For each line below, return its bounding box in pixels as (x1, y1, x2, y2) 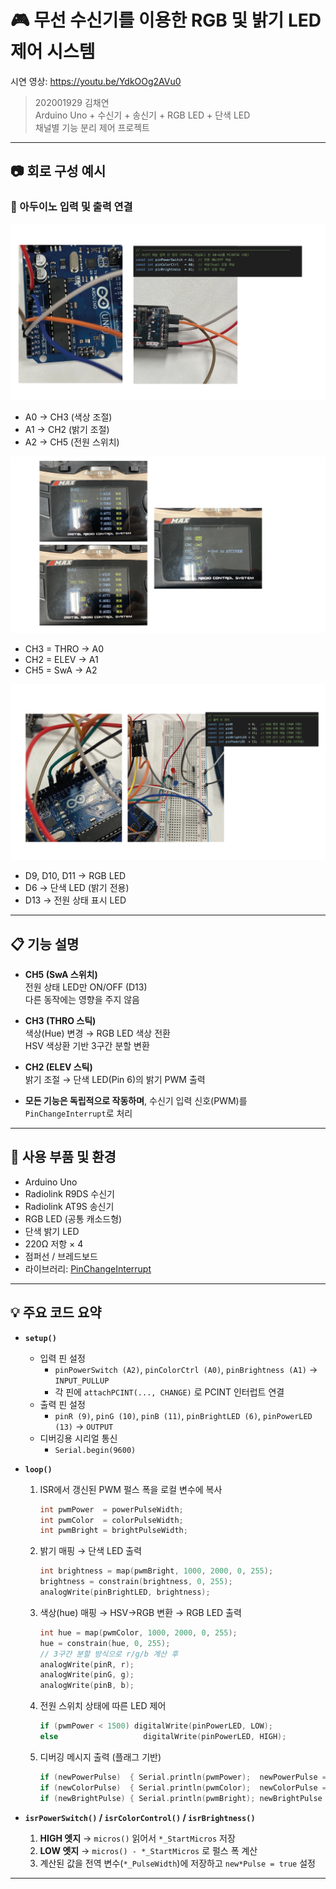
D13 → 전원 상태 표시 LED (24, 894, 127, 906)
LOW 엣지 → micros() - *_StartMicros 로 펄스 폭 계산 (39, 1844, 258, 1856)
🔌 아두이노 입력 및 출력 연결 (10, 200, 133, 214)
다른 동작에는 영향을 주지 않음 (24, 994, 140, 1006)
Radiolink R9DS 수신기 (24, 1187, 115, 1200)
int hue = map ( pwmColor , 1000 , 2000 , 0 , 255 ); (39, 1627, 238, 1638)
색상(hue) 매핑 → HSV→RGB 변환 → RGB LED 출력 (39, 1606, 242, 1618)
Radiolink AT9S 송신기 (24, 1200, 115, 1212)
